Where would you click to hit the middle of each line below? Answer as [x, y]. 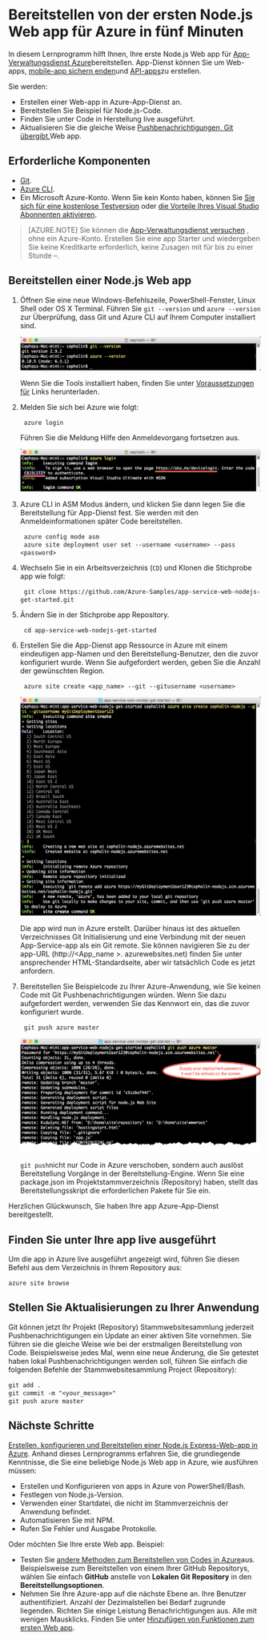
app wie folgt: [42, 576]
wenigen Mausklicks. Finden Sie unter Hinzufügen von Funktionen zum [137, 1619]
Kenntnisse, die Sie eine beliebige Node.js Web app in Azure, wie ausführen [133, 1462]
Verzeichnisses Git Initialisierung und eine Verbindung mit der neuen [132, 937]
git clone [40, 592]
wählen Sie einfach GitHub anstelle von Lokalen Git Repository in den [136, 1576]
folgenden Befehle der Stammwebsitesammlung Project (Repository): [122, 1369]
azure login [44, 423]
